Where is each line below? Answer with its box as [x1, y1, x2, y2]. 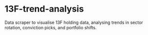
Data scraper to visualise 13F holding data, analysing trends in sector [4, 19, 144, 25]
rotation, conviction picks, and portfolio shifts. [4, 24, 97, 30]
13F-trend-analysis [4, 3, 84, 15]
